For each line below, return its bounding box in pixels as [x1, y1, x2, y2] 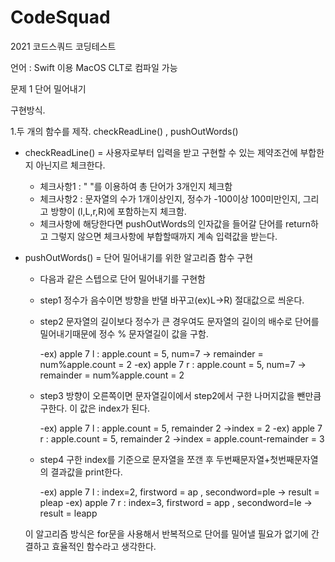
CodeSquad [10, 6, 111, 29]
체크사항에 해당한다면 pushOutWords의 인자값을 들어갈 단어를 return [39, 217, 311, 230]
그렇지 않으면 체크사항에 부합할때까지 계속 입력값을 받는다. [50, 230, 278, 242]
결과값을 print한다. [50, 466, 123, 478]
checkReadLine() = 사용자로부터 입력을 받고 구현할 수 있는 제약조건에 [24, 146, 298, 158]
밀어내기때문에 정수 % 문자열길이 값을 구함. [39, 327, 209, 340]
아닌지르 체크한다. [35, 159, 106, 171]
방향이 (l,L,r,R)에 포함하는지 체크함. [50, 205, 187, 217]
